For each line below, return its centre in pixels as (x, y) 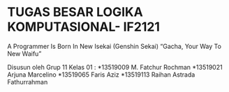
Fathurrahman (28, 82)
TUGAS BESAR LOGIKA (75, 12)
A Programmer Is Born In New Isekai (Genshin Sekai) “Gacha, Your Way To (114, 46)
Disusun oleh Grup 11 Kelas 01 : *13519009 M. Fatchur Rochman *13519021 (115, 67)
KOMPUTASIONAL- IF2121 (84, 27)
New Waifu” (24, 54)
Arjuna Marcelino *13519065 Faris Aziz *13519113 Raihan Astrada (101, 75)
